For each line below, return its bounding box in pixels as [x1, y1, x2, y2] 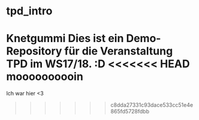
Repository [6, 44, 62, 58]
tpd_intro [6, 4, 53, 18]
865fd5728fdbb [110, 108, 150, 115]
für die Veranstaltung [64, 44, 173, 58]
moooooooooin [6, 70, 84, 83]
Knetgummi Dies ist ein [6, 32, 124, 46]
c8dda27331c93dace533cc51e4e [110, 101, 194, 109]
